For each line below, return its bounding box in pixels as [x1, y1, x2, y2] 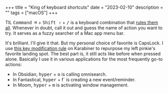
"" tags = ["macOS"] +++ [5, 10, 58, 16]
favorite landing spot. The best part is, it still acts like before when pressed [5, 51, 161, 57]
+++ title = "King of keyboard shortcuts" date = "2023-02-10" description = [5, 5, 163, 10]
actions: [5, 62, 22, 67]
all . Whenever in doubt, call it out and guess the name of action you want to [5, 25, 163, 31]
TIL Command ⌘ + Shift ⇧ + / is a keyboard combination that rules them [5, 20, 158, 25]
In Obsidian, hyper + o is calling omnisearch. [12, 71, 107, 77]
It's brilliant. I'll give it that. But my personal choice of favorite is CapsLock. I [5, 40, 163, 46]
